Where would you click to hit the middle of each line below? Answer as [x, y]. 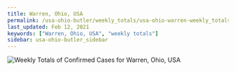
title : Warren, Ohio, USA [45, 14]
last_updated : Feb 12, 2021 [48, 27]
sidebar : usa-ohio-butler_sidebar [58, 40]
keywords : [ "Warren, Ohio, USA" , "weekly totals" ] [83, 33]
